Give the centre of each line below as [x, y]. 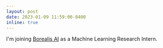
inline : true [22, 22]
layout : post [22, 11]
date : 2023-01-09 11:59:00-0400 [46, 17]
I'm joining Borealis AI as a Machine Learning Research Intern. [82, 39]
